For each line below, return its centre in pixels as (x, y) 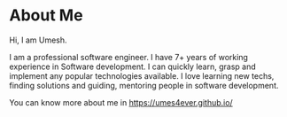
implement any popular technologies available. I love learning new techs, (142, 75)
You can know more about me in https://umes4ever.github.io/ (121, 102)
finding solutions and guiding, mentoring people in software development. (144, 85)
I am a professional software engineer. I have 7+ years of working (128, 57)
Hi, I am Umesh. (39, 40)
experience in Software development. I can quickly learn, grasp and (132, 66)
